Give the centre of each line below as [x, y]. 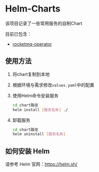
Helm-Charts [33, 9]
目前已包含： [18, 34]
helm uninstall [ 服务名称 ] [39, 134]
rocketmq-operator [32, 44]
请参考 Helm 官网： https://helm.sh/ [41, 164]
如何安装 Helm [27, 151]
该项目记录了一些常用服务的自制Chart [44, 23]
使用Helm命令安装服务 [35, 96]
